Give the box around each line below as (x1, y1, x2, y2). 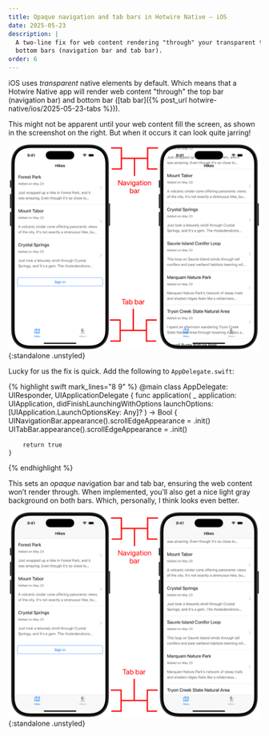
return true (22, 441, 62, 449)
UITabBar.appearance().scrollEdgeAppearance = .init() (8, 424, 188, 434)
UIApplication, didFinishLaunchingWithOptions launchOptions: (8, 398, 214, 408)
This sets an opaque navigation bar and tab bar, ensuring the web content (8, 478, 253, 488)
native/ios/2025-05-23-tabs (8, 104, 102, 113)
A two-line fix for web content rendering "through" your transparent (15, 38, 256, 47)
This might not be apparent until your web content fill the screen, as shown (8, 119, 256, 128)
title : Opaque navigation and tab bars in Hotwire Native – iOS (8, 13, 227, 21)
